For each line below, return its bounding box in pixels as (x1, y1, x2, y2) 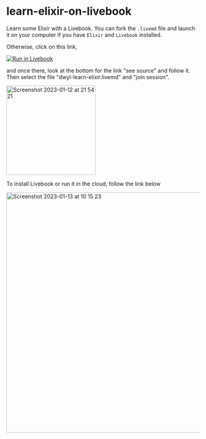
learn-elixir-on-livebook (6, 4, 132, 18)
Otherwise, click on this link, (6, 43, 78, 50)
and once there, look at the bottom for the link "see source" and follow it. (6, 66, 191, 74)
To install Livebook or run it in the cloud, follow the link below (6, 180, 161, 187)
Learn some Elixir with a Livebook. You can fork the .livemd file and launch (6, 25, 196, 32)
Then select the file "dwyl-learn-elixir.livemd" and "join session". (6, 73, 170, 80)
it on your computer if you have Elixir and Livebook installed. (6, 31, 162, 38)
